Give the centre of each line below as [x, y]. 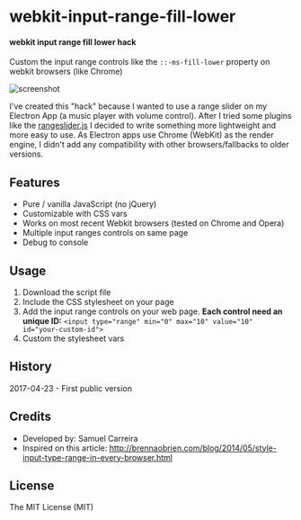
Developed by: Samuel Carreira [80, 438]
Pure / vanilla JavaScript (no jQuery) [89, 204]
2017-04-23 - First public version [71, 388]
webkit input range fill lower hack [73, 41]
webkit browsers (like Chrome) [66, 72]
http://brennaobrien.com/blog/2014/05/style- [193, 448]
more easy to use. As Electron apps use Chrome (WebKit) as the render [142, 135]
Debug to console [55, 242]
